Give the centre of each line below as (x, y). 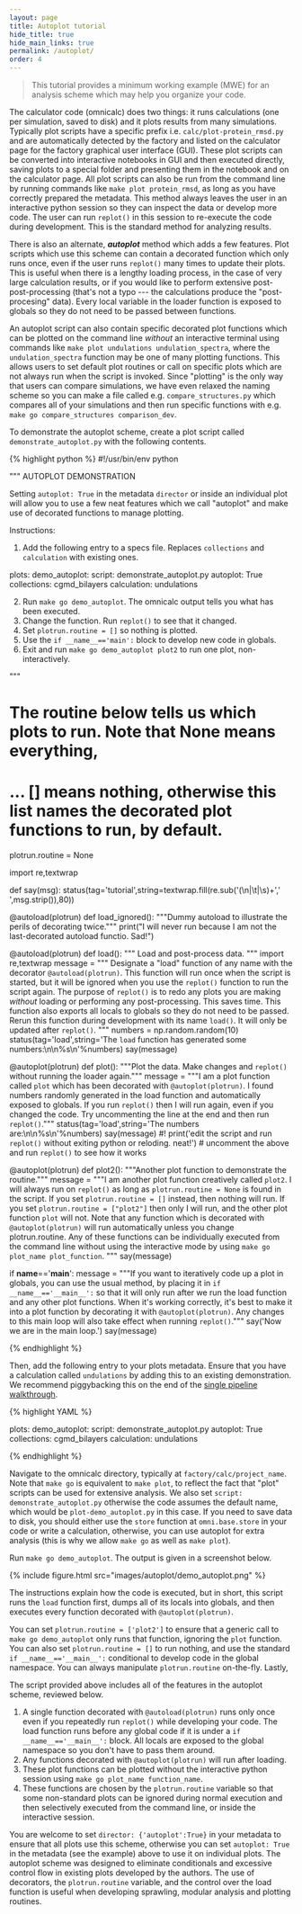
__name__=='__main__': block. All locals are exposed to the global (143, 1740)
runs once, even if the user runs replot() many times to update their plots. (147, 263)
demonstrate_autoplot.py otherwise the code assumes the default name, (144, 1502)
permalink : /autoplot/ (52, 51)
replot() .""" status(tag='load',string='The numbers (104, 1124)
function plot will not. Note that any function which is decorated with (137, 1218)
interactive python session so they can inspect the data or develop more (143, 207)
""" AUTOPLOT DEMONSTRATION (73, 476)
